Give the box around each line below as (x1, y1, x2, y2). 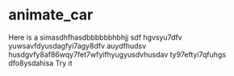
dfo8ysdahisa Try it (8, 58, 73, 68)
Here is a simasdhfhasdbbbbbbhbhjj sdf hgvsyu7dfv (8, 32, 183, 42)
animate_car (8, 6, 94, 24)
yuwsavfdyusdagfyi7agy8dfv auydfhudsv (8, 40, 147, 50)
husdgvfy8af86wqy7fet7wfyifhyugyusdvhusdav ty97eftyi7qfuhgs (8, 49, 227, 59)
